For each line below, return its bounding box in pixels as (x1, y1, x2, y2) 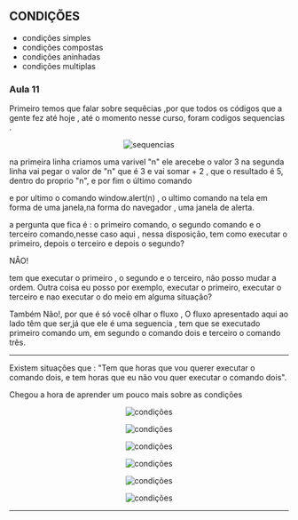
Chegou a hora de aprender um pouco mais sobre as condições (9, 389, 243, 400)
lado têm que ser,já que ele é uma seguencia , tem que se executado (9, 318, 261, 329)
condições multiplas (21, 60, 96, 71)
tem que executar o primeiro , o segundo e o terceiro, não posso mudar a (9, 273, 277, 284)
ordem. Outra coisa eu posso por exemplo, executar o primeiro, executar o (9, 282, 282, 293)
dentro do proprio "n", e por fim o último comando (9, 175, 192, 187)
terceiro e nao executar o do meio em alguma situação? (9, 292, 213, 302)
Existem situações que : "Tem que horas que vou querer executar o (9, 363, 255, 373)
